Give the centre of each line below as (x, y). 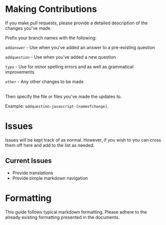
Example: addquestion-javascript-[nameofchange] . (57, 106)
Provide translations (33, 173)
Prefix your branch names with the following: (51, 38)
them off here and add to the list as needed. (50, 145)
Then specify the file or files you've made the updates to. (64, 96)
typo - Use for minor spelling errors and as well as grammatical (69, 67)
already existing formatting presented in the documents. (62, 217)
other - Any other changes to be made (45, 81)
